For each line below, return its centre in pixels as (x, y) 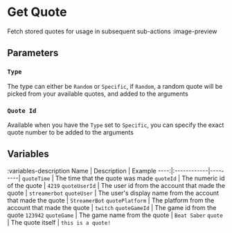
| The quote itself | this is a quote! (59, 222)
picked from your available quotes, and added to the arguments (98, 94)
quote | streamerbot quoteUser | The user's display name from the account (113, 193)
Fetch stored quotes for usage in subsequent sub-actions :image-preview (112, 31)
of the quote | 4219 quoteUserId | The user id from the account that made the (116, 185)
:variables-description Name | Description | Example (82, 171)
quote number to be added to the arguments (70, 132)
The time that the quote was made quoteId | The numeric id (140, 178)
